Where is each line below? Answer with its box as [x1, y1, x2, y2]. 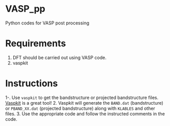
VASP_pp [5, 3, 46, 15]
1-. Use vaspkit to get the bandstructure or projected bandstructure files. [5, 94, 159, 101]
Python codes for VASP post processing [5, 20, 90, 26]
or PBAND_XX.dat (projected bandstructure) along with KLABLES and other [5, 105, 155, 111]
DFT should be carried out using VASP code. [12, 54, 107, 60]
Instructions [5, 78, 58, 89]
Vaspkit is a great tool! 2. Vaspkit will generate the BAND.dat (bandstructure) [5, 100, 164, 106]
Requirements [5, 38, 66, 49]
